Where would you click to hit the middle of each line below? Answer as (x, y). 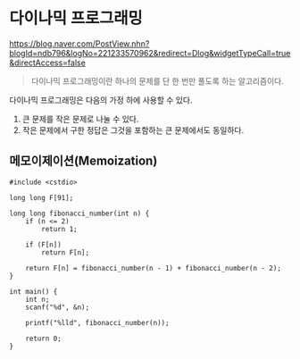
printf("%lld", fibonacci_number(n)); (97, 322)
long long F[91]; (42, 197)
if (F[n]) (44, 245)
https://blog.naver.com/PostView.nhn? (79, 43)
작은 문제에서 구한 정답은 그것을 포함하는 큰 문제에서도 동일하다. (133, 129)
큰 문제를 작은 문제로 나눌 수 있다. (80, 119)
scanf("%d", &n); (58, 307)
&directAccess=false (48, 63)
